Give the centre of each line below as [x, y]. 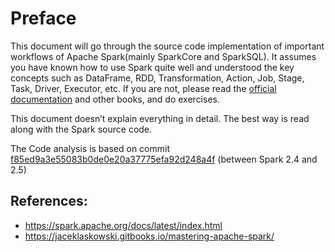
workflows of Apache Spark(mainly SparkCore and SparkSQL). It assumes [163, 56]
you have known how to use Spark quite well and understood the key [152, 67]
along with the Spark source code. [81, 129]
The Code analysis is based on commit [90, 148]
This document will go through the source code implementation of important [167, 46]
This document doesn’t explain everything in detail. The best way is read [160, 118]
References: [49, 201]
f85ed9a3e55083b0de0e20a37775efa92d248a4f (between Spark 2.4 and [164, 159]
